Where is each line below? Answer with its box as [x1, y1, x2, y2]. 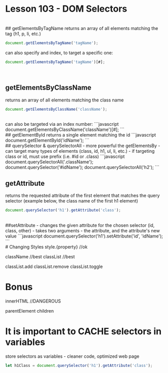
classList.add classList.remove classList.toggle [5, 263, 103, 269]
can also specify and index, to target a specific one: [5, 49, 113, 56]
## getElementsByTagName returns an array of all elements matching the [5, 25, 158, 31]
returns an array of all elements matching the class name [5, 97, 124, 103]
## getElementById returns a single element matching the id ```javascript [5, 132, 156, 138]
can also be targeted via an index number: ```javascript [5, 121, 119, 127]
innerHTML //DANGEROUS [5, 298, 61, 304]
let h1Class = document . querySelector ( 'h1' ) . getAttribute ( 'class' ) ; [5, 363, 153, 368]
